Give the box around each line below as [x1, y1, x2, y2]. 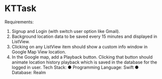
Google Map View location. [11, 49, 66, 55]
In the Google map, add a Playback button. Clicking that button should [11, 54, 153, 60]
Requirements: [4, 19, 34, 25]
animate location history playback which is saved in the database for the [11, 59, 157, 65]
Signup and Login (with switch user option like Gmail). [11, 28, 120, 34]
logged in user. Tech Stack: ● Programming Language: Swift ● [11, 64, 139, 70]
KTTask [4, 3, 37, 14]
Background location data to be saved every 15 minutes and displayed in [11, 33, 157, 39]
